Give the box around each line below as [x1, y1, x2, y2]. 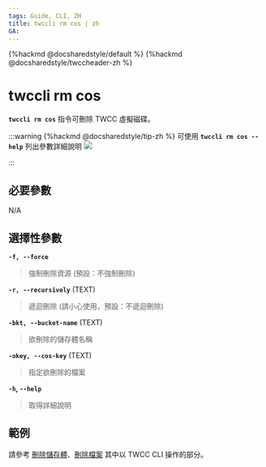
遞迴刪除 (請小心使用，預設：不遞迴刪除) [28, 301, 164, 311]
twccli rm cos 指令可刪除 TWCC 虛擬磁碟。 [8, 115, 156, 124]
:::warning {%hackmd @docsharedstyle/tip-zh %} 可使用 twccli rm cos [8, 132, 248, 141]
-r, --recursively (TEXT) [8, 284, 96, 294]
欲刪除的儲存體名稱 [28, 334, 93, 344]
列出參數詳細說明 [24, 141, 83, 151]
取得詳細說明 [28, 400, 71, 410]
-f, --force [8, 253, 49, 261]
